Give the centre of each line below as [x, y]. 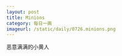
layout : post [23, 12]
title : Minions [26, 18]
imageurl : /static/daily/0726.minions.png [61, 29]
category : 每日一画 [29, 23]
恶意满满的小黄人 [28, 47]
